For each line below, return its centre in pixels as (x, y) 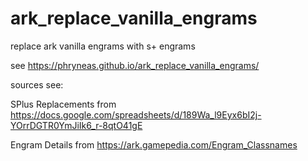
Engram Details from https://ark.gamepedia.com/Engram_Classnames (154, 144)
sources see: (37, 84)
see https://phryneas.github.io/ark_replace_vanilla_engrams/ (135, 65)
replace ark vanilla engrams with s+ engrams (103, 46)
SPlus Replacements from (63, 104)
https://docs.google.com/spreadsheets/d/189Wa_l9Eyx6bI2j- (136, 114)
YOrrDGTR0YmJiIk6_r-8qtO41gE (76, 125)
